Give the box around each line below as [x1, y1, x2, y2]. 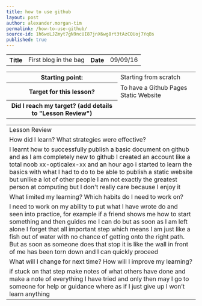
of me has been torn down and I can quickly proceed [9, 248, 158, 256]
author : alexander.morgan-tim [6, 20, 82, 26]
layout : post [6, 14, 39, 20]
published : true [6, 37, 47, 43]
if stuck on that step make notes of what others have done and [9, 267, 186, 275]
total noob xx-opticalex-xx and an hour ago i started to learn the [9, 160, 192, 169]
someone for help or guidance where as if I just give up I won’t [9, 283, 185, 290]
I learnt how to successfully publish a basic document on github [9, 145, 189, 154]
